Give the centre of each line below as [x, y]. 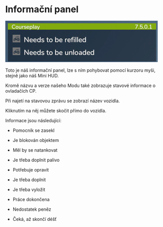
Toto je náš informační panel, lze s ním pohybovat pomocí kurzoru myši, [80, 70]
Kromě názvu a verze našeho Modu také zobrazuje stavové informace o [80, 86]
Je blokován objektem [36, 140]
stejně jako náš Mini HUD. [32, 75]
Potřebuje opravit [31, 169]
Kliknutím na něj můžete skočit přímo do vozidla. [56, 110]
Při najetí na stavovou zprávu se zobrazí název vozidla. [63, 101]
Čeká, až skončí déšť [35, 219]
